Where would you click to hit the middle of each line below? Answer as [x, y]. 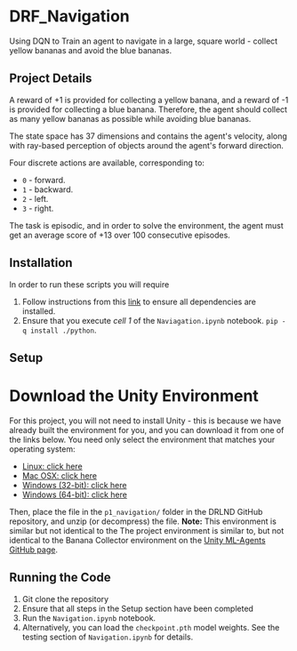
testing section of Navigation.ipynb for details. [108, 637]
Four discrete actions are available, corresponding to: [107, 163]
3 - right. [38, 208]
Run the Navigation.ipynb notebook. [89, 618]
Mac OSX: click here [60, 475]
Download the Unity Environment [134, 396]
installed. [39, 311]
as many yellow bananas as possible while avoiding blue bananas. [130, 118]
